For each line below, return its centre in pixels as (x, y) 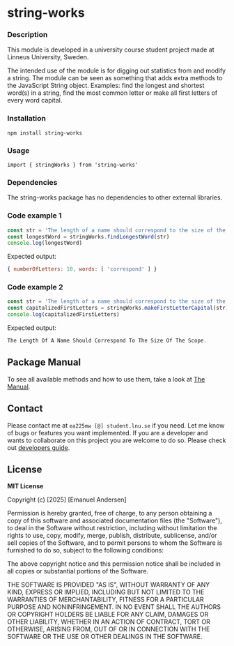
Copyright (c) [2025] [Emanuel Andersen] (67, 499)
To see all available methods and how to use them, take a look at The (106, 379)
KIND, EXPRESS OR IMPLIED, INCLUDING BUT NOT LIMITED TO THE (106, 592)
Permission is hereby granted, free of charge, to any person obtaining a (110, 513)
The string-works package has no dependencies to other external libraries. (115, 197)
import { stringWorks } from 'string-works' (73, 165)
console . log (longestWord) (45, 243)
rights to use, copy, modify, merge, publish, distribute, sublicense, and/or (112, 536)
